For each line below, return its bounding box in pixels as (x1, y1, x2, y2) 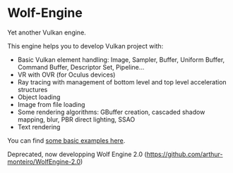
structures (17, 85, 48, 94)
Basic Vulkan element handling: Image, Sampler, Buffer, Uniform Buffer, (17, 55, 225, 64)
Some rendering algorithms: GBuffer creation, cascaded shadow (17, 108, 205, 116)
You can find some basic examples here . (7, 136, 126, 145)
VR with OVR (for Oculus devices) (17, 70, 116, 79)
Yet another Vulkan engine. (7, 28, 86, 37)
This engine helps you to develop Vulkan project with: (7, 41, 164, 50)
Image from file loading (17, 100, 85, 108)
